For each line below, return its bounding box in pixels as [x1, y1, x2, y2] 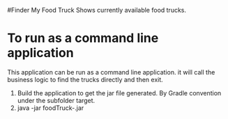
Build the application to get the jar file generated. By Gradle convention [17, 88, 222, 97]
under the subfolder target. [17, 96, 96, 104]
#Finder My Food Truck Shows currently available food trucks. [7, 6, 187, 14]
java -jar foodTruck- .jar [17, 104, 84, 112]
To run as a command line [7, 31, 159, 46]
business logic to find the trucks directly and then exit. [7, 75, 164, 84]
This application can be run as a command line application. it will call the [7, 68, 215, 76]
